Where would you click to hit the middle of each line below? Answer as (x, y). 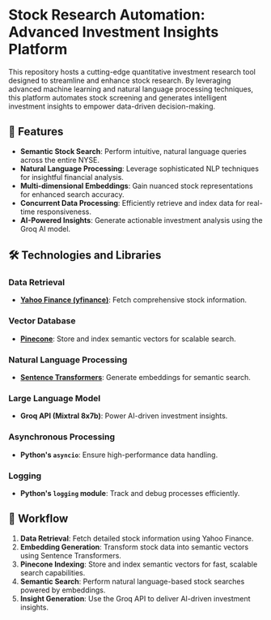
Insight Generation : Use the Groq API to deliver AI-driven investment (135, 598)
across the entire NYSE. (59, 160)
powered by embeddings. (63, 590)
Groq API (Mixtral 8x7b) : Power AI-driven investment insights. (124, 416)
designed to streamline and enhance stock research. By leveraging (120, 80)
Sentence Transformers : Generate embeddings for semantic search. (135, 378)
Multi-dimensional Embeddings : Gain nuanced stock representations (136, 186)
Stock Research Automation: (107, 15)
